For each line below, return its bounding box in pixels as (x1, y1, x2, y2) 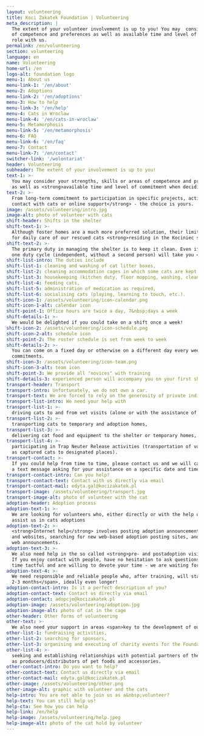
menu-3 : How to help (6, 99, 59, 105)
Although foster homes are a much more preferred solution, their (12, 229, 183, 235)
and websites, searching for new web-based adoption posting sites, (12, 534, 189, 540)
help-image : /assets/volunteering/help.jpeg (6, 715, 121, 721)
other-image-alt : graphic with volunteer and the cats (6, 686, 148, 692)
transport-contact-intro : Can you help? (6, 472, 110, 478)
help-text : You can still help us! (6, 698, 97, 704)
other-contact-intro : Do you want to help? (6, 664, 118, 670)
